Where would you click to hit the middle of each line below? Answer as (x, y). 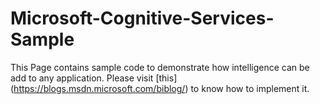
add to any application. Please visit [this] (94, 78)
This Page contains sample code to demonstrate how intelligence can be (160, 67)
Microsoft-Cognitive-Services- (142, 18)
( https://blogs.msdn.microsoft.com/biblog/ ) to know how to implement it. (160, 88)
